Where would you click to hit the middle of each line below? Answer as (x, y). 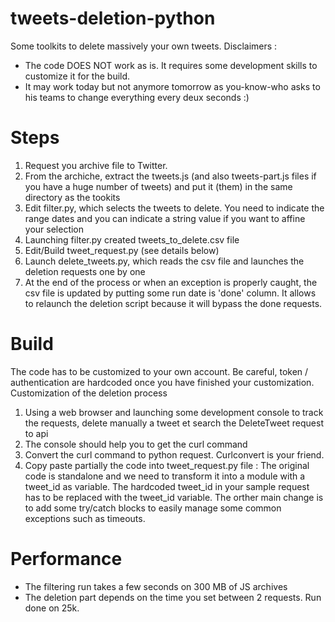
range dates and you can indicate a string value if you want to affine (165, 218)
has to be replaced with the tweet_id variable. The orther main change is (174, 497)
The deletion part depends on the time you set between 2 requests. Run (173, 597)
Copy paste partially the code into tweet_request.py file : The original (167, 465)
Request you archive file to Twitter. (96, 165)
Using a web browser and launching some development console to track (174, 412)
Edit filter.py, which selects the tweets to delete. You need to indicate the (174, 208)
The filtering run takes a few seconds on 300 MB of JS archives (156, 586)
